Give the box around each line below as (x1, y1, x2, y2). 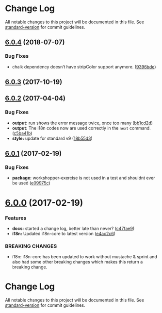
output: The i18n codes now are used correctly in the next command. (12, 125, 151, 131)
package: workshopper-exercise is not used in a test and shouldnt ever (12, 175, 155, 181)
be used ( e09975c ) (12, 180, 50, 186)
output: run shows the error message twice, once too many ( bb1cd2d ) (12, 120, 153, 126)
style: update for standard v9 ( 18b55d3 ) (12, 135, 93, 141)
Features (5, 214, 27, 221)
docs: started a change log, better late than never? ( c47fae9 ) (12, 225, 135, 231)
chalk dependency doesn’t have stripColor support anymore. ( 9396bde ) (12, 64, 156, 69)
